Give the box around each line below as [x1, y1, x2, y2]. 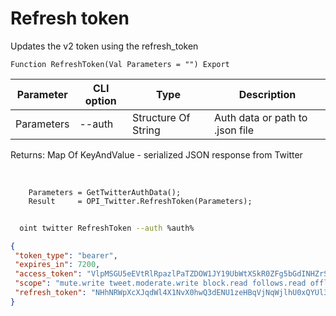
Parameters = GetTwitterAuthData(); [28, 187, 182, 197]
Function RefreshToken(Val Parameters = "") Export [10, 59, 230, 69]
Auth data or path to [214, 110, 308, 124]
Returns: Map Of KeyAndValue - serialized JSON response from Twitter [10, 148, 303, 161]
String [132, 123, 161, 137]
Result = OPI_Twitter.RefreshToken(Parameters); [28, 196, 253, 206]
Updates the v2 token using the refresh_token [10, 40, 199, 52]
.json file [214, 123, 254, 137]
